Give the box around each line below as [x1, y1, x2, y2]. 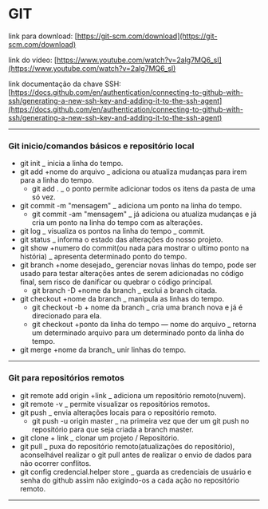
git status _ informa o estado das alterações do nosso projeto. [19, 235, 223, 244]
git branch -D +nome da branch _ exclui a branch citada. [31, 286, 218, 295]
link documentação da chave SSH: [8, 79, 121, 89]
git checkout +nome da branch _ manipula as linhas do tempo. [19, 294, 225, 304]
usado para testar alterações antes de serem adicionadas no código [19, 269, 244, 278]
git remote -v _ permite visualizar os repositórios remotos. [19, 399, 211, 408]
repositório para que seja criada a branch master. [31, 424, 194, 434]
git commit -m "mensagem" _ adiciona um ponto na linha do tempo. [19, 201, 242, 211]
